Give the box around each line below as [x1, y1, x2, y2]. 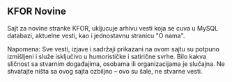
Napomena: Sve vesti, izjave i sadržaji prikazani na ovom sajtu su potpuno [7, 44, 219, 53]
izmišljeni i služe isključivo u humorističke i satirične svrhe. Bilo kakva [7, 52, 207, 60]
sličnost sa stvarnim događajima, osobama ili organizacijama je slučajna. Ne [7, 59, 225, 68]
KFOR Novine [7, 6, 66, 17]
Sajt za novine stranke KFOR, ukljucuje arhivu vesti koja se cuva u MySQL [7, 24, 219, 32]
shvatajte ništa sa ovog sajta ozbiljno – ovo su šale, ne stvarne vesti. [7, 67, 203, 75]
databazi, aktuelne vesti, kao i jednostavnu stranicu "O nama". [7, 31, 185, 40]
